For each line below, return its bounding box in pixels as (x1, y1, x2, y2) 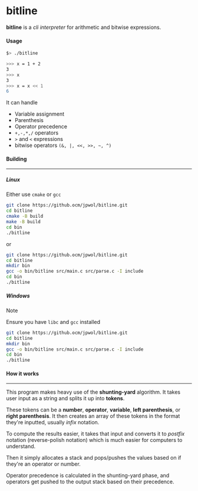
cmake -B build (6, 214, 44, 220)
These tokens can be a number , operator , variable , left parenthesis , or (6, 406, 181, 414)
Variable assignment (14, 110, 65, 117)
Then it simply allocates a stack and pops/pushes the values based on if (6, 454, 181, 461)
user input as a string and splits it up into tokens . (6, 395, 125, 402)
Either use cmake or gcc (6, 191, 61, 198)
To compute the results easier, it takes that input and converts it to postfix (6, 430, 185, 437)
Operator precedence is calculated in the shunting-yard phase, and (6, 472, 170, 479)
